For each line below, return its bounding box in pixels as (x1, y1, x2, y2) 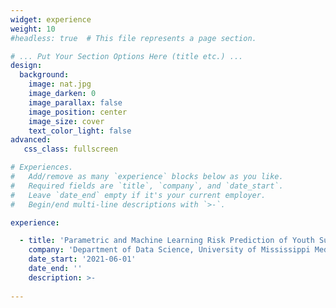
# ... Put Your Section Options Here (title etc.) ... (10, 51, 244, 61)
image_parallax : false (28, 97, 123, 108)
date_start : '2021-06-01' (28, 254, 137, 265)
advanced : (10, 135, 52, 145)
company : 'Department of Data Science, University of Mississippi (28, 245, 311, 255)
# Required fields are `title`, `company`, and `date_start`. (10, 181, 284, 191)
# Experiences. (10, 162, 74, 173)
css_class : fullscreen (23, 144, 118, 155)
